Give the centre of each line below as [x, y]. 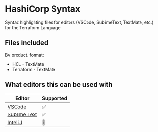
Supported [54, 98]
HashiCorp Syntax [43, 9]
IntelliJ [15, 122]
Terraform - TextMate [34, 69]
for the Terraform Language [33, 27]
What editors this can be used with [59, 85]
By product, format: [25, 55]
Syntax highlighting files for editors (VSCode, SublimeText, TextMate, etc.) [79, 22]
